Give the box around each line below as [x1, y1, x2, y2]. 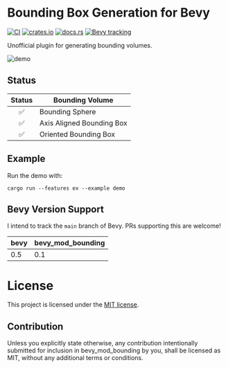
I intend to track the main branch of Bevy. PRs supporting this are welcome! [7, 222, 222, 230]
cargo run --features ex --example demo [7, 185, 126, 192]
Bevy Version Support [7, 203, 104, 215]
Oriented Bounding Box [39, 129, 116, 139]
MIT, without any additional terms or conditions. [7, 354, 143, 362]
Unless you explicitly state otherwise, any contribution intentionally [7, 339, 198, 348]
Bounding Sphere [39, 107, 96, 116]
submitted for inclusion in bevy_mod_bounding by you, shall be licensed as [7, 346, 221, 354]
